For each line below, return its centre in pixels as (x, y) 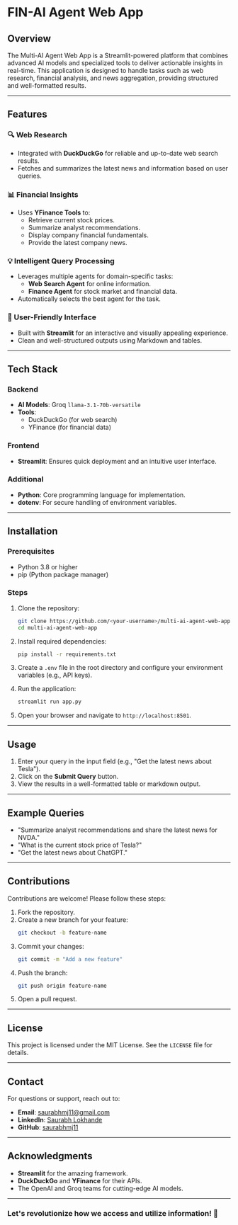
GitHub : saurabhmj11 (48, 1127)
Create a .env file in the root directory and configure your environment (120, 668)
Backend (23, 389)
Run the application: (47, 689)
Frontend (23, 445)
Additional (25, 479)
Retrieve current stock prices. (72, 220)
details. (18, 1053)
